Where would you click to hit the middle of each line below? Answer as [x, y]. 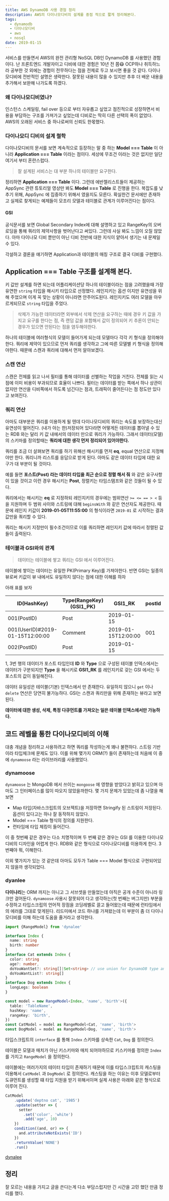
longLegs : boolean [29, 988]
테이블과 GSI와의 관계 [30, 548]
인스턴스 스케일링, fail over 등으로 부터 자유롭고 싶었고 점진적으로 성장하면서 [80, 109]
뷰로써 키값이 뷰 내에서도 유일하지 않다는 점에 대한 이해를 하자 [66, 577]
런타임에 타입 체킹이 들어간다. [41, 827]
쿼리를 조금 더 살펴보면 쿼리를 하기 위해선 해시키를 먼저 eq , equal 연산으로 [78, 451]
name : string [23, 940]
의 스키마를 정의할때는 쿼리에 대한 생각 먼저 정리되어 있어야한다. [67, 440]
